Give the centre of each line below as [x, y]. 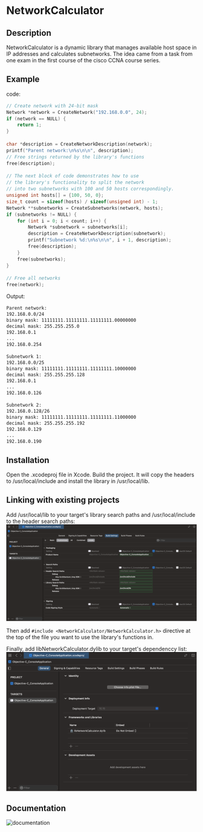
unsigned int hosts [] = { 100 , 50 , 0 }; [55, 195]
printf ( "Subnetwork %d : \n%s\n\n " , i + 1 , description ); [100, 240]
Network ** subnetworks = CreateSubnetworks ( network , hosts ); [85, 208]
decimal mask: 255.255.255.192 [46, 424]
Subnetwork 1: [24, 357]
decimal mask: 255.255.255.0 [43, 327]
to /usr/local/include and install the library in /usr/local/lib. [78, 481]
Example [23, 79]
